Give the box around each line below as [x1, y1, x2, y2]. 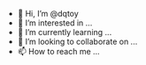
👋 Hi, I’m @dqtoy [17, 9, 80, 18]
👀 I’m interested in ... [17, 18, 93, 28]
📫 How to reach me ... [17, 47, 100, 56]
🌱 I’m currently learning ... [17, 27, 112, 37]
